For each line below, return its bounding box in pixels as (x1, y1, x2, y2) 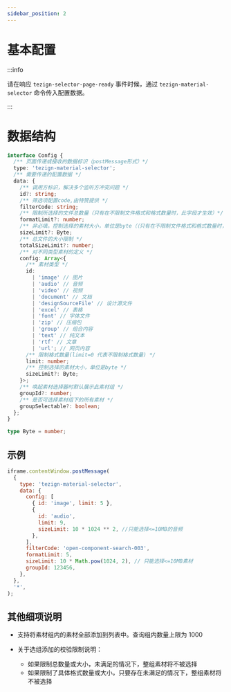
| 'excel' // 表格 (32, 306, 83, 313)
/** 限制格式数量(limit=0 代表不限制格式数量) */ (25, 351, 156, 358)
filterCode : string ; (19, 203, 79, 210)
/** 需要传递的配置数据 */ (13, 171, 82, 179)
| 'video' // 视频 (32, 286, 83, 294)
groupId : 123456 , (25, 565, 76, 572)
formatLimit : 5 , (25, 552, 73, 558)
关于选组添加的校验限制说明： (17, 645, 102, 654)
